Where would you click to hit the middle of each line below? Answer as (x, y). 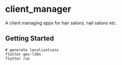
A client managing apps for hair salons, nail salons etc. (61, 23)
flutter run (17, 59)
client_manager (38, 9)
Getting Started (30, 38)
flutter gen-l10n (23, 54)
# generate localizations (32, 50)
